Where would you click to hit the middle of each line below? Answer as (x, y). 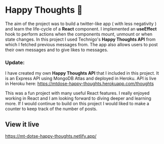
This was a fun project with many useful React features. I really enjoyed (77, 93)
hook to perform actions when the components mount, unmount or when (79, 34)
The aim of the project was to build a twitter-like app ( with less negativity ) (81, 24)
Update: (15, 62)
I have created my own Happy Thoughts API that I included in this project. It (82, 73)
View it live (22, 124)
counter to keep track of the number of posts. (51, 109)
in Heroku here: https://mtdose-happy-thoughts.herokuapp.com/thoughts (80, 84)
